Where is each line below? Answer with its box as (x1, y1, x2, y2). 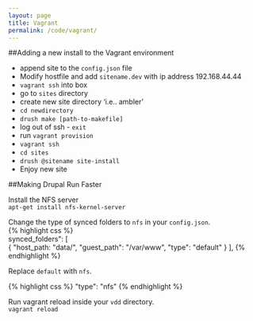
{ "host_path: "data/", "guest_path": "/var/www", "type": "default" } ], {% (8, 243, 246, 252)
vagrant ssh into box (19, 80, 88, 90)
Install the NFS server (8, 195, 79, 204)
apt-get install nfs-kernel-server (8, 204, 126, 212)
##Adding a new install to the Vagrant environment (8, 48, 174, 58)
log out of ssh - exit (19, 122, 86, 132)
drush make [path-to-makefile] (19, 116, 124, 124)
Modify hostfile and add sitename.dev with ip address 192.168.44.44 (19, 72, 242, 82)
